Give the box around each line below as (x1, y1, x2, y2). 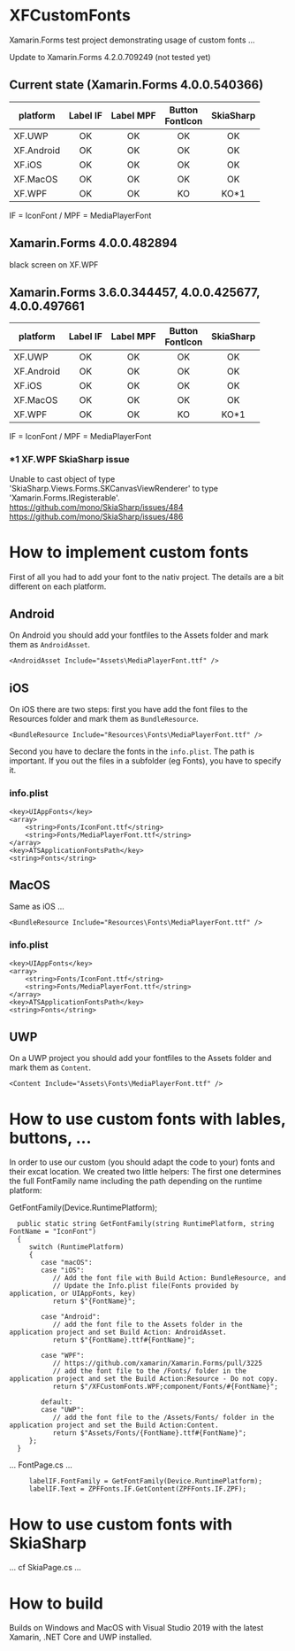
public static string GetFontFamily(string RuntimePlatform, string (17, 1220, 275, 1229)
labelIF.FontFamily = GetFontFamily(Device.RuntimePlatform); (28, 1477, 263, 1486)
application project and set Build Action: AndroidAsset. (9, 1328, 227, 1337)
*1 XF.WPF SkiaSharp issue (9, 453, 130, 466)
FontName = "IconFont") (9, 1228, 97, 1236)
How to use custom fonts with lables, (9, 1109, 286, 1129)
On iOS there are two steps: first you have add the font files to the (9, 704, 249, 715)
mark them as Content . (9, 1062, 91, 1073)
